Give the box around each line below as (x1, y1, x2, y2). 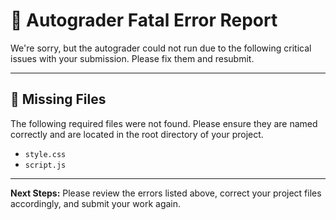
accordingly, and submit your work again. (10, 197, 182, 209)
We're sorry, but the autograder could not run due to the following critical (10, 42, 312, 54)
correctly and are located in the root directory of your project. (10, 128, 264, 140)
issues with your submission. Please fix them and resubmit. (10, 52, 255, 64)
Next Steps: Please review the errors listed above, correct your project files (10, 187, 322, 199)
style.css (24, 149, 67, 159)
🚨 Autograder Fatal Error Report (10, 9, 278, 32)
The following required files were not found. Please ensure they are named (10, 117, 318, 129)
